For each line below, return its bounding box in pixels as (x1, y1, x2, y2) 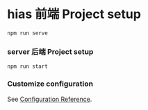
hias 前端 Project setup (7, 6, 141, 22)
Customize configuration (7, 79, 94, 89)
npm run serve (7, 29, 49, 37)
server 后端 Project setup (7, 46, 94, 56)
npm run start (7, 63, 49, 70)
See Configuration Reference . (7, 95, 92, 103)
